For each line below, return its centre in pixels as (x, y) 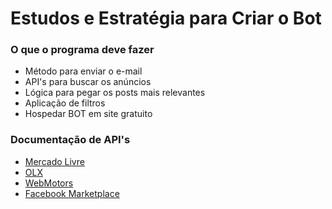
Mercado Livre (54, 161)
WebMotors (49, 183)
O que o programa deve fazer (82, 50)
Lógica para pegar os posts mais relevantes (115, 93)
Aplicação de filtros (65, 103)
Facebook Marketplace (72, 193)
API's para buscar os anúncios (88, 82)
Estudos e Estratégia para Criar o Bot (166, 18)
